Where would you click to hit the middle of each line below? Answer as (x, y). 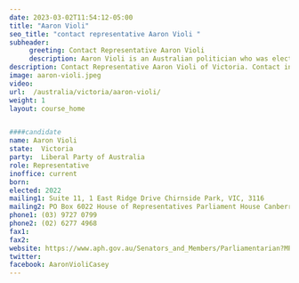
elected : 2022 (36, 190)
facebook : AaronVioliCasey (59, 265)
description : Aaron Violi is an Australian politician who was (149, 59)
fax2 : (19, 240)
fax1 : (19, 231)
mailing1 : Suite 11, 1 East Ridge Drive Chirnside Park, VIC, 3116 (137, 198)
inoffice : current (43, 174)
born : (19, 182)
